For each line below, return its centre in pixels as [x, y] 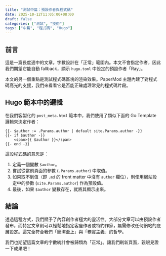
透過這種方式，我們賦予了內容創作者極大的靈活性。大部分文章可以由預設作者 [83, 219]
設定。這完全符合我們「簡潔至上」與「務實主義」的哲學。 [68, 232]
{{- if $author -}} [25, 135]
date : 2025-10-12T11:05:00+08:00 [40, 14]
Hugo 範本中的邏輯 [34, 102]
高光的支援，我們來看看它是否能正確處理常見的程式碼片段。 [70, 85]
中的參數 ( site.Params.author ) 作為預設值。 [61, 183]
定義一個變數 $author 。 [36, 164]
